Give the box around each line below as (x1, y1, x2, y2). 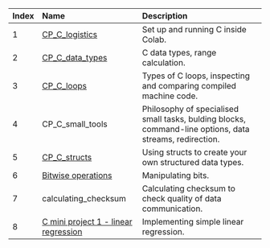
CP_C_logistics (42, 29, 98, 39)
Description (141, 10, 188, 21)
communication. (141, 203, 203, 214)
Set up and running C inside (141, 24, 247, 35)
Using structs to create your (141, 147, 247, 158)
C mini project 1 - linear (42, 217, 133, 227)
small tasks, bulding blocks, (141, 114, 247, 124)
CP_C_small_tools (42, 118, 108, 130)
